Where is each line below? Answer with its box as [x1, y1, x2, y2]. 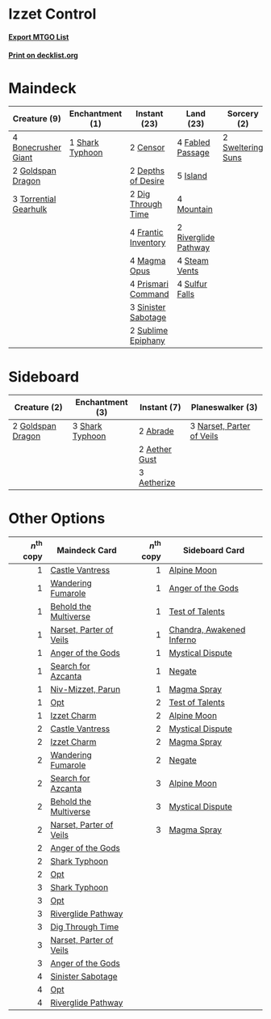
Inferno [169, 634, 197, 645]
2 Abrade [138, 425, 175, 437]
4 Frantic [129, 227, 164, 239]
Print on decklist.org [8, 50, 78, 61]
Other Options [8, 509, 106, 528]
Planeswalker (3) [190, 402, 258, 413]
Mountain [177, 204, 213, 215]
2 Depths [129, 165, 165, 176]
